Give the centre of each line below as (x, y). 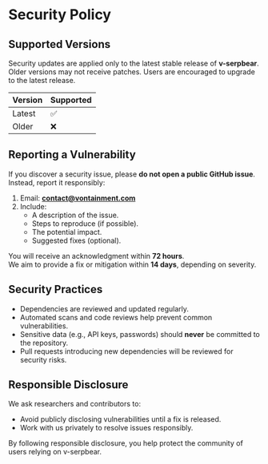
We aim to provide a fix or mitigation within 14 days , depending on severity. (132, 264)
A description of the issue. (75, 215)
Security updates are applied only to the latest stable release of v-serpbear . (134, 63)
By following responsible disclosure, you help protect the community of (126, 443)
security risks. (43, 359)
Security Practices (56, 290)
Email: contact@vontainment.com (78, 198)
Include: (33, 206)
